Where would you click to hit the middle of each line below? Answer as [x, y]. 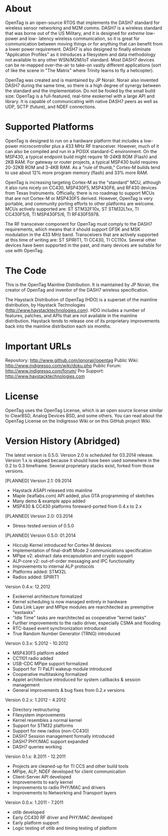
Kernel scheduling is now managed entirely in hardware [70, 601]
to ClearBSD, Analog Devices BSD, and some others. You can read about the [84, 415]
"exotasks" [24, 612]
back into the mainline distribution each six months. [58, 326]
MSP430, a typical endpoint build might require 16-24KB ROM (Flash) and [81, 157]
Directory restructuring [36, 709]
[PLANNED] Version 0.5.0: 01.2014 [40, 535]
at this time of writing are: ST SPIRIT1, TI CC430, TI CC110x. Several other [81, 240]
